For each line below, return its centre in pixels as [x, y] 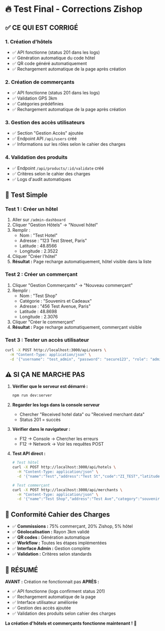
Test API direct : [29, 454]
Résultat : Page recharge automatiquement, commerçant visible [77, 327]
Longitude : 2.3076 [39, 316]
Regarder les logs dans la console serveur [56, 405]
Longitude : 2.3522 [39, 251]
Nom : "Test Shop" [38, 296]
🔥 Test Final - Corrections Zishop [74, 9]
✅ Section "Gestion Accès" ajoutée [48, 133]
